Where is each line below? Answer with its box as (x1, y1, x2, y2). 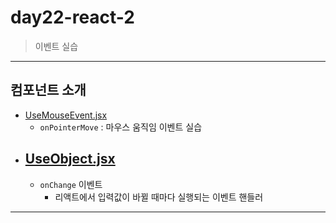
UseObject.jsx (24, 151, 116, 168)
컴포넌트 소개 (10, 82, 87, 99)
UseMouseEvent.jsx (24, 109, 108, 121)
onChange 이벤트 (39, 178, 103, 190)
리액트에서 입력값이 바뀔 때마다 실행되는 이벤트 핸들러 (54, 191, 264, 203)
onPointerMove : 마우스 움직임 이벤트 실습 (39, 121, 203, 133)
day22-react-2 (10, 6, 135, 29)
